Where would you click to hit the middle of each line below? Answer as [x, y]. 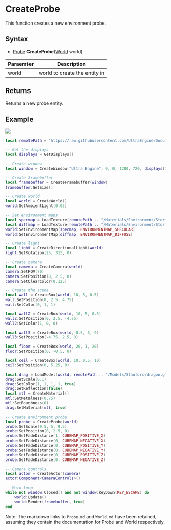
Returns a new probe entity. [34, 103]
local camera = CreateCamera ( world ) [44, 267]
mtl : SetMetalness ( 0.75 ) [31, 398]
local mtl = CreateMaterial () [37, 394]
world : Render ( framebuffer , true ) [50, 502]
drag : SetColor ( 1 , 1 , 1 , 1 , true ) [41, 384]
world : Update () [31, 497]
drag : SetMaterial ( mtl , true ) [36, 408]
